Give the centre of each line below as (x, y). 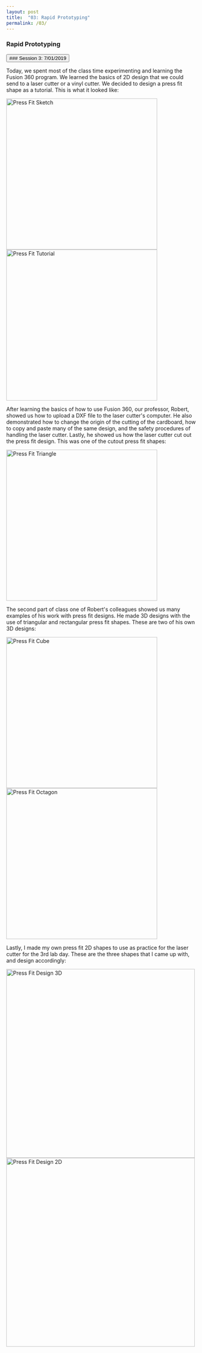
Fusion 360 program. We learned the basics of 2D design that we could (95, 77)
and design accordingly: (36, 960)
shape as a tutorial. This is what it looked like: (63, 90)
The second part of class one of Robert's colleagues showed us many (93, 609)
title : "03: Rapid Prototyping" (48, 18)
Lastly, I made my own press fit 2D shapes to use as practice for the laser (97, 948)
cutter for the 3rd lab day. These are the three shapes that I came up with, (98, 954)
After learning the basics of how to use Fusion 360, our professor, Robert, (98, 409)
